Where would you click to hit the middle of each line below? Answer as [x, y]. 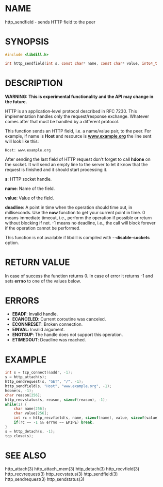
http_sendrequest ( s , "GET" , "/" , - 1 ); [44, 382]
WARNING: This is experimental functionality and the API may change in [79, 96]
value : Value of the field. [30, 198]
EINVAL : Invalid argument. [38, 330]
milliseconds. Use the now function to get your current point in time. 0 [75, 212]
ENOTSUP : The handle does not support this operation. [67, 335]
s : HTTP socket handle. [28, 179]
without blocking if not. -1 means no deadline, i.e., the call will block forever [80, 223]
